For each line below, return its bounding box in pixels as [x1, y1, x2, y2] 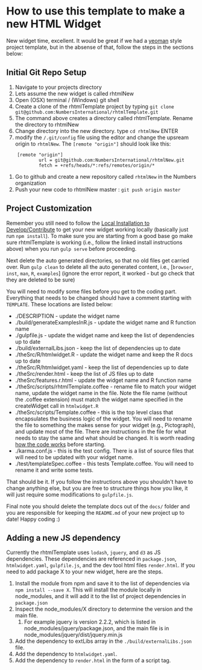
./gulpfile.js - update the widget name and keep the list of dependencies [14, 331, 195, 339]
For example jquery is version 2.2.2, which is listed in [24, 618, 156, 626]
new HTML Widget [6, 17, 101, 31]
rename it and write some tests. [14, 466, 93, 474]
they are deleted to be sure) [6, 276, 75, 283]
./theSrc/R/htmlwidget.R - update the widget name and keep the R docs [14, 350, 193, 358]
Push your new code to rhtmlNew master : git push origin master [14, 185, 181, 193]
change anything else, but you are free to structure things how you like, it [6, 485, 188, 492]
